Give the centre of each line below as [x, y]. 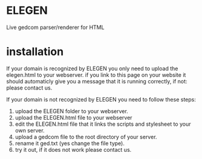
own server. [30, 130]
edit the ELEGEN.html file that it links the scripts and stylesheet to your [103, 124]
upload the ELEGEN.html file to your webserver [73, 117]
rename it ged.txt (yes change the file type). [70, 143]
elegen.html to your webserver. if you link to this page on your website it [96, 75]
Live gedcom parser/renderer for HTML [55, 27]
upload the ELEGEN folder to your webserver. [71, 111]
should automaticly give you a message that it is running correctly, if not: [97, 81]
